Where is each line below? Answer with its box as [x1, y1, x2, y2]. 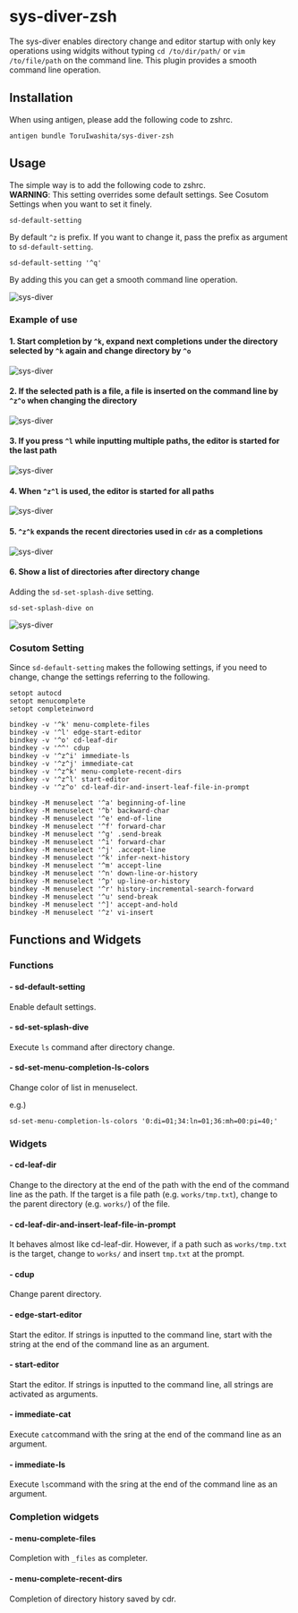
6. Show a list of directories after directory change [9, 567, 200, 577]
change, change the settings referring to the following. [9, 671, 210, 682]
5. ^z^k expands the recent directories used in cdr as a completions [9, 525, 264, 536]
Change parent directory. [9, 1289, 102, 1300]
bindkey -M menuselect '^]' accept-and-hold [9, 900, 178, 909]
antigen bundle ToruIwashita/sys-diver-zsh [9, 132, 175, 141]
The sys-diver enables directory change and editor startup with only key [9, 36, 276, 47]
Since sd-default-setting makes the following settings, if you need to [9, 662, 268, 672]
